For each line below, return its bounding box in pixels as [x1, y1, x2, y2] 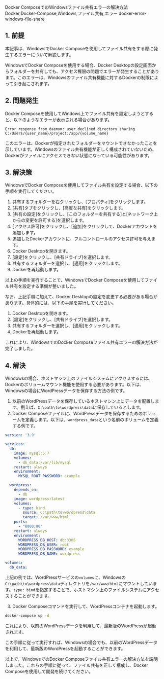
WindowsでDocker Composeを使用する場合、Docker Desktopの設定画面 [5, 62, 152, 68]
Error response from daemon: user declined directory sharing [5, 126, 135, 132]
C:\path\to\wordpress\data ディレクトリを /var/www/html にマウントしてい [5, 580, 153, 586]
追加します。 [12, 230, 38, 236]
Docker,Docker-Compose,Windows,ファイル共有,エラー [5, 10, 118, 16]
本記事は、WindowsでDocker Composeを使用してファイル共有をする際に [5, 45, 154, 51]
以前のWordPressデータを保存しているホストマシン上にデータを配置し [12, 398, 155, 404]
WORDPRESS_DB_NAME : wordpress [18, 551, 80, 556]
